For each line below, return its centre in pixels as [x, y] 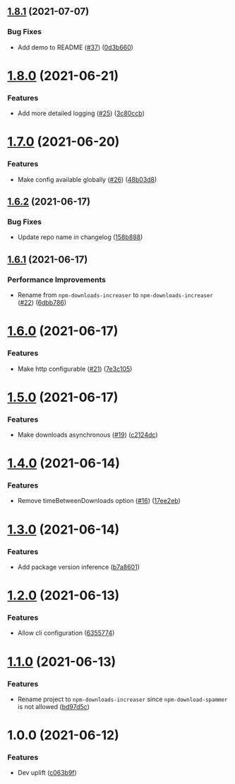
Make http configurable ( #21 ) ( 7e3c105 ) [75, 369]
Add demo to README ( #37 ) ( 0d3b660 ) [76, 47]
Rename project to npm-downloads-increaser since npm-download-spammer [122, 699]
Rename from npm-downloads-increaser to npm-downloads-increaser [115, 295]
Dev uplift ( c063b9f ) [47, 773]
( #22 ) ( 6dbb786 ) [42, 303]
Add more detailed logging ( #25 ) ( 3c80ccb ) [81, 113]
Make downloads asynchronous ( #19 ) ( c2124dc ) [88, 435]
